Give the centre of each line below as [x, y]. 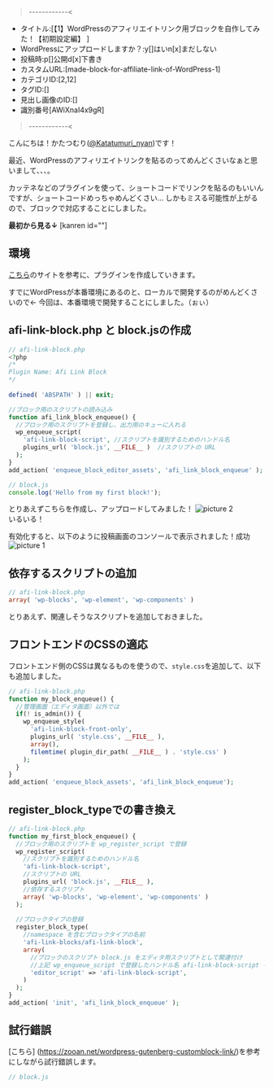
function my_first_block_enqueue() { [72, 836]
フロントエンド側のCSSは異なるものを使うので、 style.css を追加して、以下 [135, 666]
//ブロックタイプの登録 [50, 920]
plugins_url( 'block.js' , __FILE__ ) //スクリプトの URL [119, 448]
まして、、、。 [35, 171]
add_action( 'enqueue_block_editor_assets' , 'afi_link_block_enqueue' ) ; [136, 470]
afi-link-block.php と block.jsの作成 [100, 330]
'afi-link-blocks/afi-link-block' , [83, 942]
